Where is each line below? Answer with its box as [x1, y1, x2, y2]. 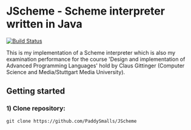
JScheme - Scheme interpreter [6, 4, 166, 18]
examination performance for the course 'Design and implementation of [6, 55, 186, 63]
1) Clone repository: [6, 104, 65, 113]
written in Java [6, 17, 83, 31]
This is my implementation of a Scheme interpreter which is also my [6, 49, 176, 56]
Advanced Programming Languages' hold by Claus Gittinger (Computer [6, 62, 185, 69]
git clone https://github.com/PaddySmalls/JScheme [6, 118, 137, 124]
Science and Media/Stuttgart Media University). [6, 68, 126, 75]
